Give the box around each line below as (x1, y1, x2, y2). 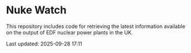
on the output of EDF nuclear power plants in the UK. (6, 29, 133, 36)
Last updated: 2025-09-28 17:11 (6, 40, 82, 47)
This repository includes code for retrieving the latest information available (6, 23, 186, 30)
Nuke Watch (6, 3, 67, 17)
